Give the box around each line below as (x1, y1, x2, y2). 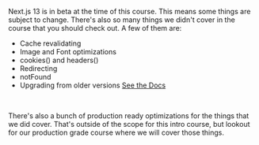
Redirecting (19, 64, 58, 73)
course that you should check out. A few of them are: (8, 24, 182, 32)
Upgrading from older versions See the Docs (19, 80, 166, 90)
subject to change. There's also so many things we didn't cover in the (8, 15, 235, 24)
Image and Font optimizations (19, 47, 117, 56)
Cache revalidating (19, 39, 82, 48)
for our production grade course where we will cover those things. (8, 128, 224, 137)
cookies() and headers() (19, 55, 99, 65)
